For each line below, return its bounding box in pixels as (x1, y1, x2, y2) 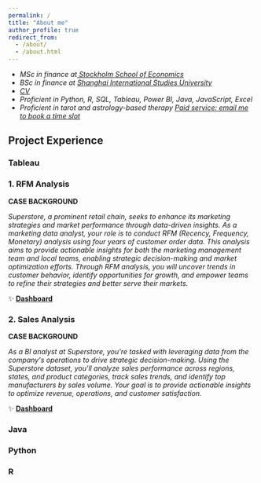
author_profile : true (8, 26, 79, 34)
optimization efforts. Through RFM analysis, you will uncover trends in (8, 262, 236, 271)
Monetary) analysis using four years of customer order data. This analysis (8, 236, 250, 246)
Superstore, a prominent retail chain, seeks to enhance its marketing (8, 211, 230, 221)
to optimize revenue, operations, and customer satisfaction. (8, 388, 202, 397)
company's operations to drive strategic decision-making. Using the (8, 355, 230, 364)
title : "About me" (8, 19, 68, 27)
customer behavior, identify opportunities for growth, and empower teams (8, 270, 249, 280)
